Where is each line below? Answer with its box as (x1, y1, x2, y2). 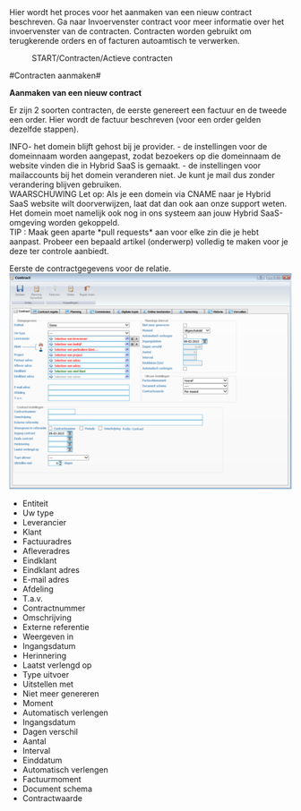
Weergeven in (21, 631, 74, 642)
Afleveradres (21, 545, 70, 556)
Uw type (21, 508, 55, 518)
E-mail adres (21, 574, 70, 585)
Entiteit (21, 498, 49, 508)
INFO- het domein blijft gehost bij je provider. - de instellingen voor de (9, 141, 268, 151)
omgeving (9, 218, 47, 227)
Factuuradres (21, 535, 73, 547)
